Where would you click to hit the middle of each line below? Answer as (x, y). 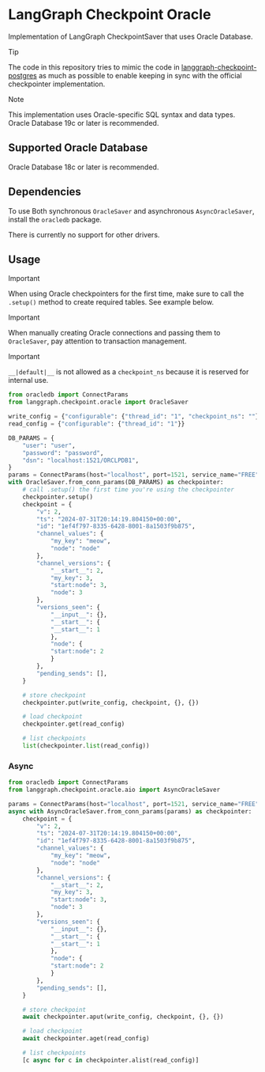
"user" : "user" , (49, 445)
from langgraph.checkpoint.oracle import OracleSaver (99, 402)
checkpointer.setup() (58, 497)
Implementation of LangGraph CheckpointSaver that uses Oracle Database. (131, 36)
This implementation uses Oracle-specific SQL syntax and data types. (122, 114)
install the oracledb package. (55, 219)
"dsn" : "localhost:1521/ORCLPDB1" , (81, 460)
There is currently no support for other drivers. (84, 234)
